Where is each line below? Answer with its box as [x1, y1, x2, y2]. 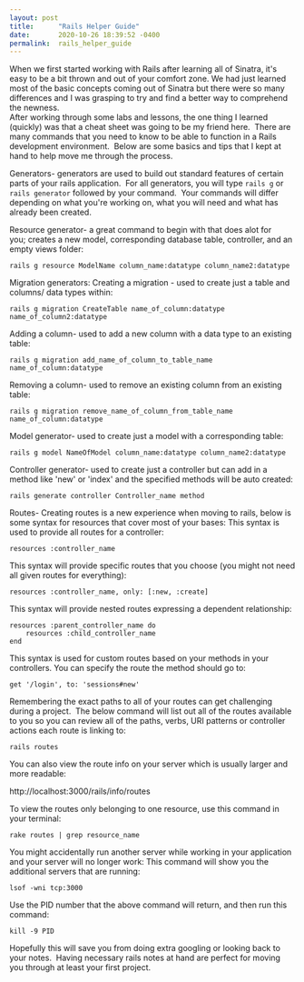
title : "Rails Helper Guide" [9, 22, 141, 31]
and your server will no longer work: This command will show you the [9, 857, 270, 867]
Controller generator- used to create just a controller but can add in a [9, 465, 268, 476]
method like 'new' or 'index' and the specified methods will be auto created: [9, 474, 293, 485]
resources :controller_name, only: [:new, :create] [9, 587, 209, 596]
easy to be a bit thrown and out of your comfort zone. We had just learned [9, 74, 287, 85]
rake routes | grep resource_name [9, 831, 141, 840]
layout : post [9, 13, 59, 23]
